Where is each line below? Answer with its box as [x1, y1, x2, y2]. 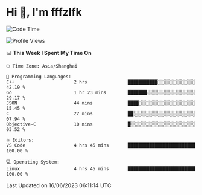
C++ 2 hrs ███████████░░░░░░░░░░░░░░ [6, 78, 196, 85]
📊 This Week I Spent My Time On [6, 49, 92, 56]
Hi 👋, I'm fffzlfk [6, 5, 83, 19]
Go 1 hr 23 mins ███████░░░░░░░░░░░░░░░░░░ [6, 89, 196, 95]
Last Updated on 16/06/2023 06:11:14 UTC [6, 181, 112, 189]
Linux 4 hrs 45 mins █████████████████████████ [6, 165, 196, 171]
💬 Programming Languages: [6, 74, 71, 80]
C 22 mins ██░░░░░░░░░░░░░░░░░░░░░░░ [6, 110, 196, 117]
